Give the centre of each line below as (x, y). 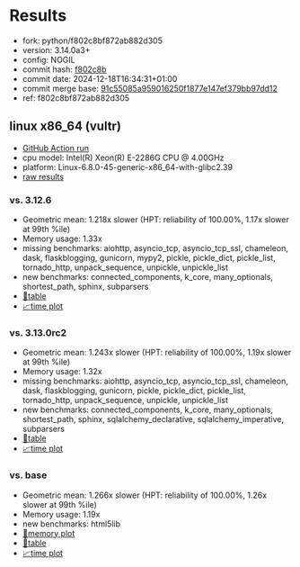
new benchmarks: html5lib (71, 524)
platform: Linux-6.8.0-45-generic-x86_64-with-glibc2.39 (128, 166)
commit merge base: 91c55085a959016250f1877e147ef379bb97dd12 (150, 88)
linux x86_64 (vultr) (65, 126)
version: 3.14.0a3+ (56, 49)
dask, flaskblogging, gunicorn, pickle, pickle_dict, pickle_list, (134, 391)
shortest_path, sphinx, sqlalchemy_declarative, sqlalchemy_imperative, (153, 419)
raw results (43, 176)
